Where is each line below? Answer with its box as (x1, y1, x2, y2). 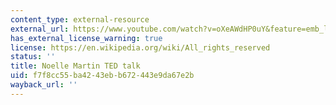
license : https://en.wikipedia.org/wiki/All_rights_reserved (10, 42, 271, 53)
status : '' (10, 52, 56, 62)
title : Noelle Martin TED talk (10, 61, 141, 71)
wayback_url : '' (10, 80, 78, 90)
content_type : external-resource (10, 14, 150, 25)
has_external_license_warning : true (10, 33, 163, 43)
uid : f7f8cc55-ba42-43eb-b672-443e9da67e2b (10, 71, 195, 81)
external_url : (10, 24, 70, 34)
